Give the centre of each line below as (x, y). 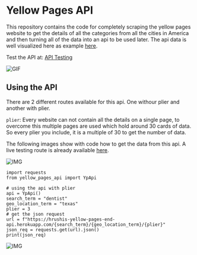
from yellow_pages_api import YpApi (51, 178)
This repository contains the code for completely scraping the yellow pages (99, 27)
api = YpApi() (24, 193)
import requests (26, 172)
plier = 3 (18, 209)
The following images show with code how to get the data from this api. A (96, 144)
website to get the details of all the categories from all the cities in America (98, 33)
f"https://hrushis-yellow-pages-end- (69, 219)
